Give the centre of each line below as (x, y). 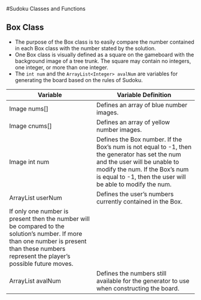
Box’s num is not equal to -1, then (144, 147)
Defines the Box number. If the (139, 139)
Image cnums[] (31, 126)
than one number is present (48, 241)
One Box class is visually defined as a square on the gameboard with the (104, 54)
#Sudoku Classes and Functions (46, 9)
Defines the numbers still (131, 273)
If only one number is (39, 211)
